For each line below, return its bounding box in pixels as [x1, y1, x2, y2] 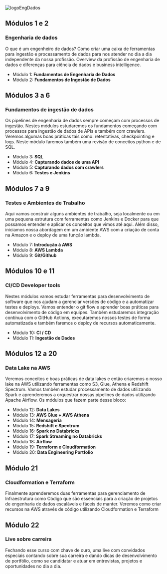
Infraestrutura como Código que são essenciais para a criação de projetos [5, 496, 158, 502]
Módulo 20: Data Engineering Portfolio [12, 449, 93, 455]
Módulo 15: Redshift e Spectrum [12, 423, 80, 429]
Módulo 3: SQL [12, 154, 43, 160]
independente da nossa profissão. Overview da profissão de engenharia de [5, 56, 161, 62]
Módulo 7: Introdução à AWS [12, 242, 73, 248]
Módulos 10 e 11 [5, 267, 55, 275]
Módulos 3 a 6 [5, 91, 50, 100]
